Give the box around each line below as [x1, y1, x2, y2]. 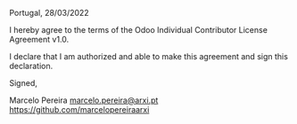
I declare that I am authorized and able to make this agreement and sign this [9, 51, 288, 61]
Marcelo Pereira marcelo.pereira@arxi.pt [9, 95, 159, 105]
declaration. [9, 61, 54, 71]
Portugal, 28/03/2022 [9, 8, 89, 18]
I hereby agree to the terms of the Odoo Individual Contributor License [9, 25, 268, 35]
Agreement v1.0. [9, 35, 70, 44]
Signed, [9, 78, 37, 88]
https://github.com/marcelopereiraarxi [9, 105, 150, 114]
